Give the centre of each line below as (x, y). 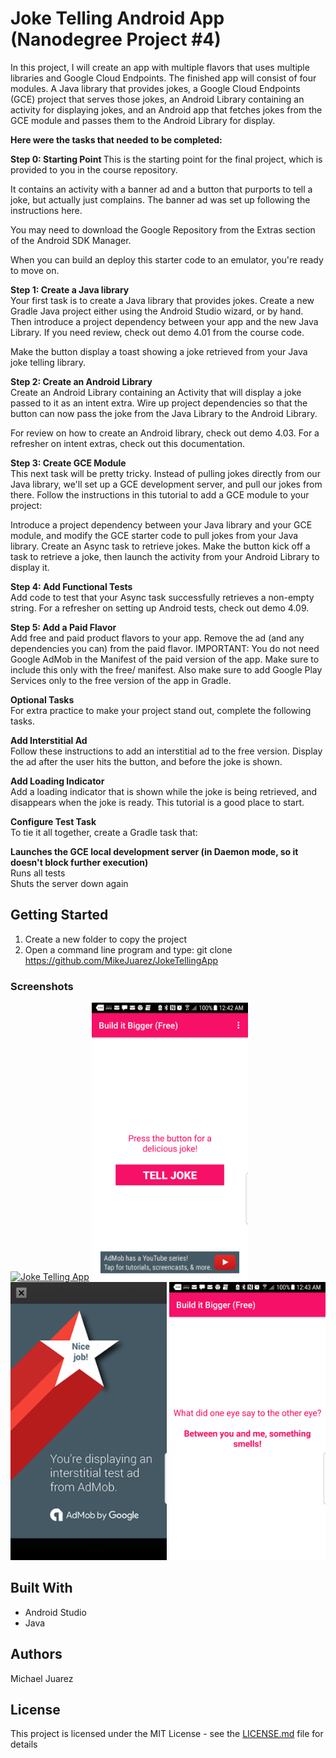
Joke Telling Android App (117, 18)
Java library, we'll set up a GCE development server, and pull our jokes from (166, 484)
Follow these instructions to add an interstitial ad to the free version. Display (166, 751)
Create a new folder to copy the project (106, 939)
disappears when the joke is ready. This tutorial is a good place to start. (157, 802)
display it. (30, 567)
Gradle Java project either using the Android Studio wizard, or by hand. (157, 311)
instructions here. (46, 210)
